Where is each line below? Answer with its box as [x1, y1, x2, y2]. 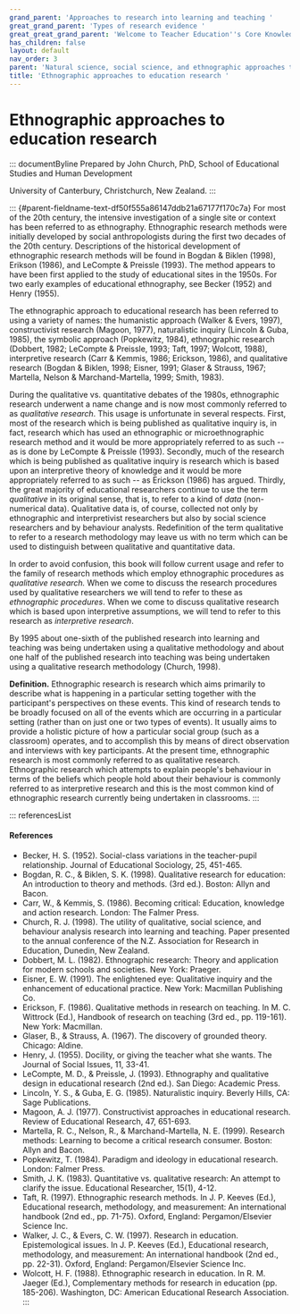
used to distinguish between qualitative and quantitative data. [9, 541, 236, 552]
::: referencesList [9, 810, 71, 821]
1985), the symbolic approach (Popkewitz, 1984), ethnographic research [9, 333, 275, 344]
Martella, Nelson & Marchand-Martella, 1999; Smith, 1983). [9, 372, 225, 383]
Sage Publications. [21, 1097, 91, 1108]
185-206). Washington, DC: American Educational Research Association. [21, 1286, 289, 1297]
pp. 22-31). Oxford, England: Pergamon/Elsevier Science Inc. [21, 1258, 246, 1269]
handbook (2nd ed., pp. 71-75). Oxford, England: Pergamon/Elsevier [21, 1210, 272, 1221]
